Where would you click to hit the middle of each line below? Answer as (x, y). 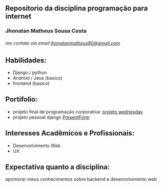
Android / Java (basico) (37, 78)
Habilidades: (26, 60)
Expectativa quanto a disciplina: (58, 167)
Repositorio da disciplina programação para (77, 8)
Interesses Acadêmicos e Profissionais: (70, 133)
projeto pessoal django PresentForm (51, 117)
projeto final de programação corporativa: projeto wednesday (78, 111)
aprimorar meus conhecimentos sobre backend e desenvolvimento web (81, 179)
